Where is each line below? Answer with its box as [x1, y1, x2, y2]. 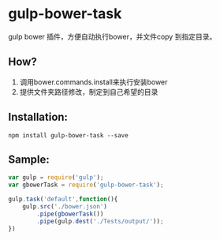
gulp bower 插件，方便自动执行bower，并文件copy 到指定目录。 [8, 32, 217, 41]
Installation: [8, 111, 69, 124]
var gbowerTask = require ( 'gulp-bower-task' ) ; [8, 181, 164, 189]
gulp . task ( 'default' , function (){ [8, 195, 118, 204]
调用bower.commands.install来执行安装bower [19, 77, 168, 87]
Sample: [8, 152, 50, 166]
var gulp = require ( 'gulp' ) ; [8, 174, 104, 182]
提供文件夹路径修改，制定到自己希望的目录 [19, 87, 158, 96]
